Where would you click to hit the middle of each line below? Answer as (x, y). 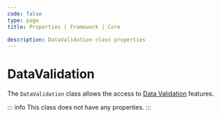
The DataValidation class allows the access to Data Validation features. (111, 94)
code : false (25, 14)
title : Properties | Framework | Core (64, 27)
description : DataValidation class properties (76, 39)
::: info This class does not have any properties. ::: (79, 107)
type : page (23, 20)
